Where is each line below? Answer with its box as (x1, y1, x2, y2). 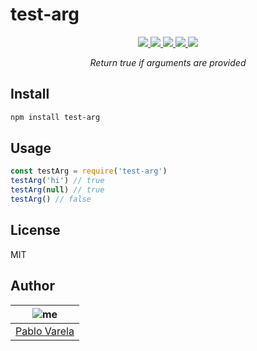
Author (10, 278, 55, 295)
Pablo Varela (15, 324, 75, 338)
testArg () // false (10, 194, 92, 205)
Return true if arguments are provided (89, 56, 247, 68)
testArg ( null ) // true (10, 185, 105, 195)
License (10, 222, 61, 239)
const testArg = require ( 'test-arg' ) (10, 166, 168, 177)
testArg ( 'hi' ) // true (10, 176, 105, 186)
